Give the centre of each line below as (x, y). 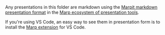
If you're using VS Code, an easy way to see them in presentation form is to (83, 22)
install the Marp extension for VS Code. (46, 27)
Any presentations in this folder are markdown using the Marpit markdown (82, 7)
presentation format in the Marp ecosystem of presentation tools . (72, 12)
